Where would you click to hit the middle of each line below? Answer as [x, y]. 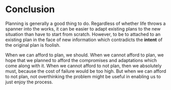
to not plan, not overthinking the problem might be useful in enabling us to [83, 76]
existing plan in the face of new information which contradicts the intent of [84, 40]
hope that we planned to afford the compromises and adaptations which [81, 60]
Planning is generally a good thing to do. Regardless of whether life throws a [86, 23]
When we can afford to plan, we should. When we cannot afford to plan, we [85, 55]
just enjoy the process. [29, 82]
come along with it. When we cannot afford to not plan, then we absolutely [83, 66]
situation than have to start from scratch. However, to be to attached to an [83, 34]
